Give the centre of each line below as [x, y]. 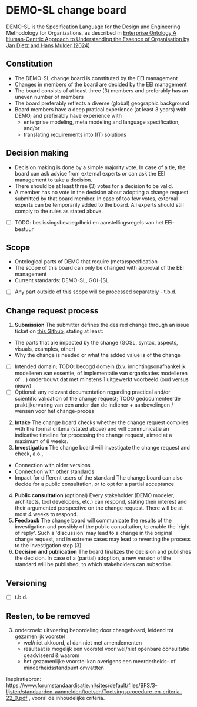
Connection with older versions [52, 465]
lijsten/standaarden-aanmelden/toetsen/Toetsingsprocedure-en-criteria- [94, 692]
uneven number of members [49, 97]
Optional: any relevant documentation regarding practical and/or [92, 392]
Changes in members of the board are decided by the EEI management [101, 84]
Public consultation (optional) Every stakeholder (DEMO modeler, [94, 495]
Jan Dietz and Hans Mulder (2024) [48, 45]
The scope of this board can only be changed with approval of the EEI [99, 268]
